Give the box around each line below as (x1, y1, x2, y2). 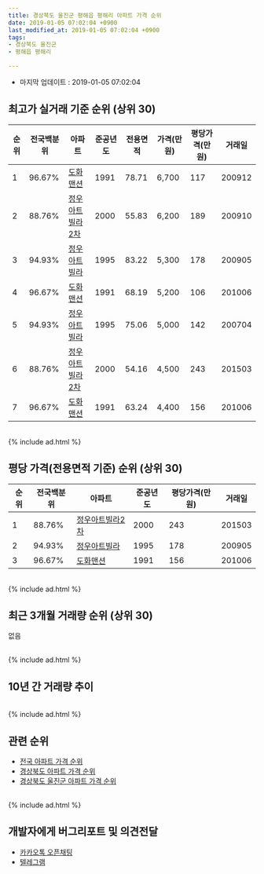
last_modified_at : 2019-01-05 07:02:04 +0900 (8, 26, 159, 34)
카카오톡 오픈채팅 (19, 847, 73, 857)
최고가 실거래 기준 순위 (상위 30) (8, 103, 156, 116)
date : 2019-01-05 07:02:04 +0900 (8, 19, 118, 27)
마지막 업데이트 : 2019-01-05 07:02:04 (19, 78, 141, 86)
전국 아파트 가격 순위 (19, 757, 83, 766)
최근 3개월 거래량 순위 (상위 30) (8, 609, 153, 623)
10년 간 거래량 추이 (8, 680, 94, 693)
